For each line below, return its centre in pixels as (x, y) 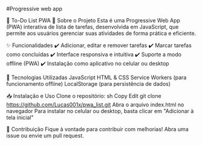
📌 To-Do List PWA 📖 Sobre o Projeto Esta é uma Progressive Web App (93, 20)
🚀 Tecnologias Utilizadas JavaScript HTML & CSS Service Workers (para (96, 77)
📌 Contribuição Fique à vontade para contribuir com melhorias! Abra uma (97, 129)
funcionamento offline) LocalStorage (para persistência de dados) (89, 84)
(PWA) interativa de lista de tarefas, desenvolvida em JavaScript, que (93, 27)
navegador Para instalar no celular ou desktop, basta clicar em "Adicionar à (100, 111)
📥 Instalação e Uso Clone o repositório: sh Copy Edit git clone (84, 96)
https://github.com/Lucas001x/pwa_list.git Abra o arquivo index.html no (95, 105)
